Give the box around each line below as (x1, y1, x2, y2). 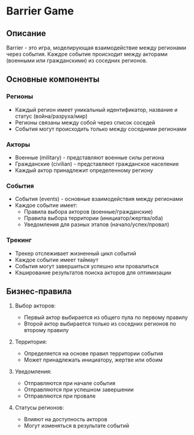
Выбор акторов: (14, 302, 56, 309)
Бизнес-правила (6, 286, 72, 296)
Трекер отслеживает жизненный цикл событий (14, 250, 136, 257)
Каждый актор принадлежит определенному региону (14, 167, 153, 174)
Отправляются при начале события (23, 380, 116, 387)
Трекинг (6, 236, 32, 244)
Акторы (6, 140, 31, 149)
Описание (6, 28, 46, 39)
